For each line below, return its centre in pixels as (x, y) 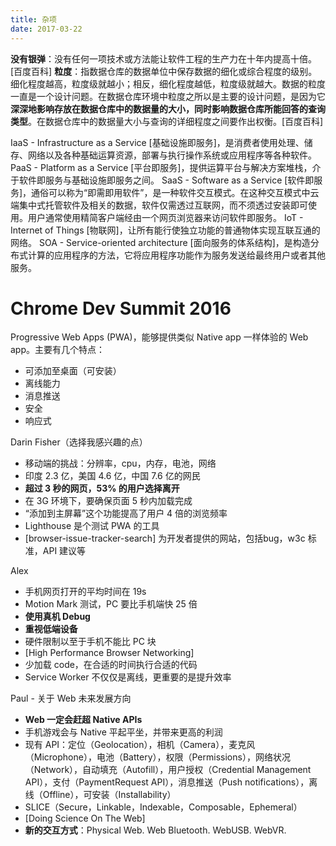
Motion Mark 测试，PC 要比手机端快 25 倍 (111, 604)
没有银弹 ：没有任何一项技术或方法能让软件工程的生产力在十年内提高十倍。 (163, 58)
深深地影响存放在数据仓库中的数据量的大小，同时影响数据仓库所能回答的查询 (168, 108)
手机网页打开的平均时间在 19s (85, 592)
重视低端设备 (51, 629)
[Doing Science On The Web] (85, 818)
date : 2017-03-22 (46, 29)
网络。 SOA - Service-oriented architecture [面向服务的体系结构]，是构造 (160, 242)
